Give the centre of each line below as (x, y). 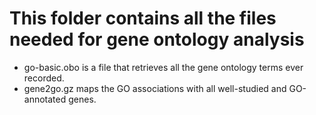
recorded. (44, 78)
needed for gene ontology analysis (157, 39)
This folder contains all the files (143, 18)
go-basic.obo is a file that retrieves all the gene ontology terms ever (163, 67)
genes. (82, 99)
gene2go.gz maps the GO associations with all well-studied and (155, 88)
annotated (45, 99)
